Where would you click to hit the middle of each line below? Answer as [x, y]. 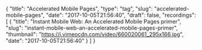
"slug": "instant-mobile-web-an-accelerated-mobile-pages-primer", [92, 28]
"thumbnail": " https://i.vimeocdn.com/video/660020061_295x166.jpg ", [95, 34]
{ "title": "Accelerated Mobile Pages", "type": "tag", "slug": [79, 9]
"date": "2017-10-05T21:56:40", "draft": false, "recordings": [121, 15]
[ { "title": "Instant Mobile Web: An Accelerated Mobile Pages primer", [94, 21]
